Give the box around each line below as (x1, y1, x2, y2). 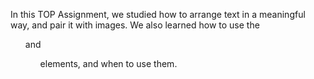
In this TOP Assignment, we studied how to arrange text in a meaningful (10, 9, 306, 20)
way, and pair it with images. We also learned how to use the (10, 19, 260, 31)
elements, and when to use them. (39, 58, 178, 69)
